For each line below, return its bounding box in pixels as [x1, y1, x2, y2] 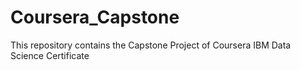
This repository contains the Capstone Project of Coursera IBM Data [10, 39, 292, 51]
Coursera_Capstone [10, 6, 180, 29]
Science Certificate [10, 49, 90, 61]
